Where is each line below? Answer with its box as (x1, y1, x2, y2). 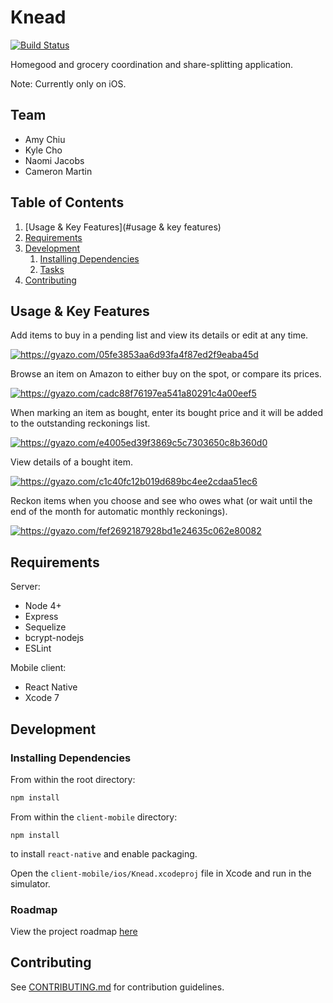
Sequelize (24, 621, 67, 633)
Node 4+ (24, 600, 62, 612)
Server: (10, 581, 41, 593)
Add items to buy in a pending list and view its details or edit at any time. (10, 329, 309, 341)
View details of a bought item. (10, 456, 133, 468)
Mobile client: (10, 662, 67, 674)
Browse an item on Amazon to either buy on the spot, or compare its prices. (10, 368, 322, 380)
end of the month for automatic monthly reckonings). (10, 506, 228, 518)
